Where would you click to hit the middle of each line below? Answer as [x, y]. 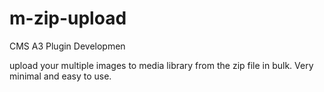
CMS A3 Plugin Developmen [67, 46]
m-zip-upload [68, 18]
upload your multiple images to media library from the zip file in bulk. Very [161, 65]
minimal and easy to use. [60, 76]
